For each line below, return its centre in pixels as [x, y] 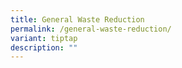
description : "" [44, 47]
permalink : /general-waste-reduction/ [91, 29]
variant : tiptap [44, 38]
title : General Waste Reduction [77, 19]
